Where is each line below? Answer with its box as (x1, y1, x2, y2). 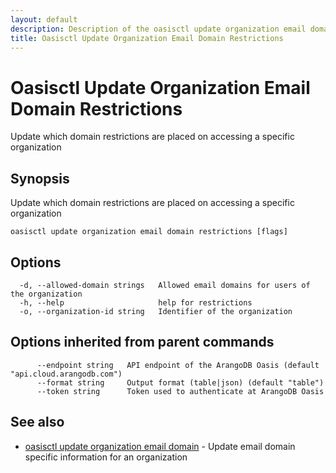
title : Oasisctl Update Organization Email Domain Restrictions (10, 33, 284, 43)
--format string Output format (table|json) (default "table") (36, 377, 325, 388)
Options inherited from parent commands (10, 334, 275, 351)
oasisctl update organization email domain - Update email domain (24, 440, 296, 452)
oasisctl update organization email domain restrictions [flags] (10, 227, 288, 237)
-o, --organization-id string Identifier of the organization (19, 306, 293, 316)
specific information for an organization (24, 451, 188, 463)
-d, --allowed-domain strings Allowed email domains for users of (19, 280, 311, 290)
